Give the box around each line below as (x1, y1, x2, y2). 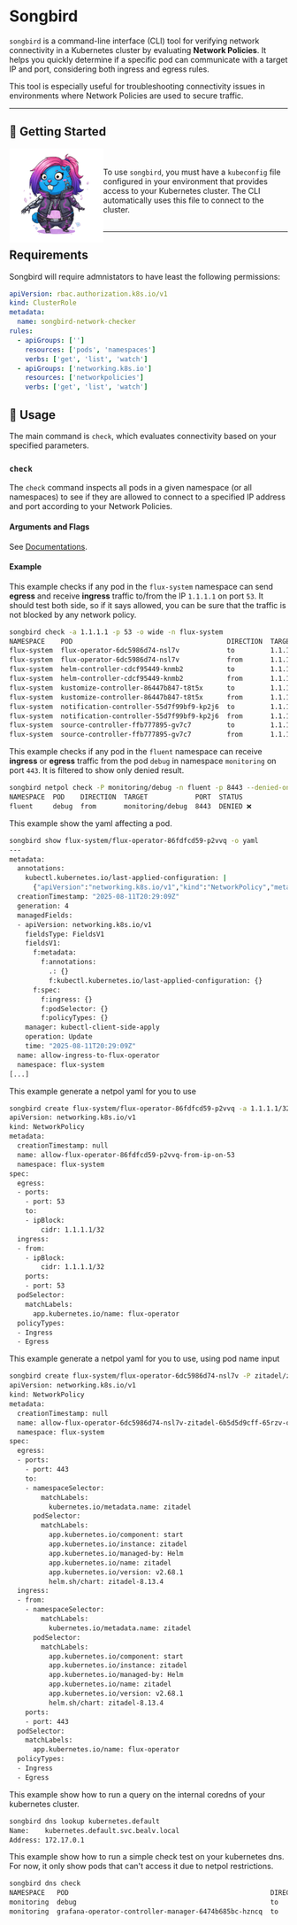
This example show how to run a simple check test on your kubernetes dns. (9, 1852, 285, 1862)
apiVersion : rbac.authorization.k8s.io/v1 (9, 290, 168, 298)
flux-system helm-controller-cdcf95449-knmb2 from (9, 675, 243, 684)
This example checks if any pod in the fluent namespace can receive (9, 746, 263, 757)
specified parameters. (9, 440, 90, 451)
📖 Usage (9, 407, 56, 422)
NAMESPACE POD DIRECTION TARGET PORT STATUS (9, 792, 243, 802)
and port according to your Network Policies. (9, 501, 173, 512)
